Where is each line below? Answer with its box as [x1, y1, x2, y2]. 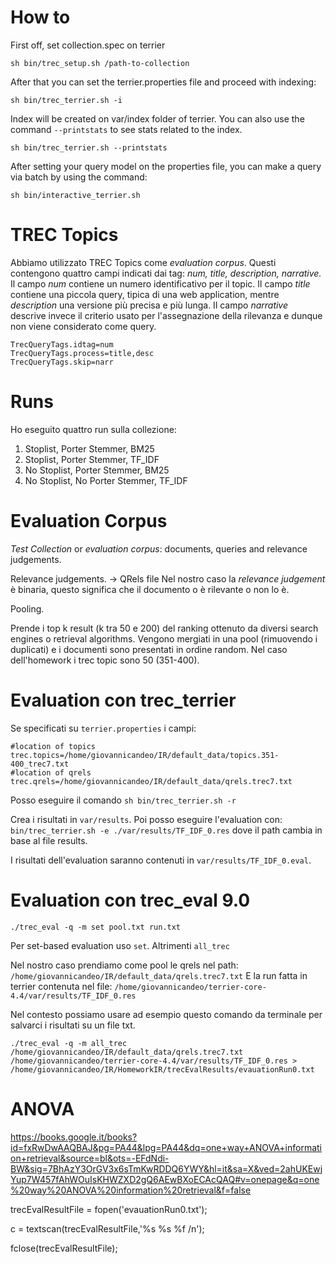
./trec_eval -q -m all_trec [10, 1038, 128, 1048]
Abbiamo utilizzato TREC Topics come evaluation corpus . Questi [10, 256, 277, 268]
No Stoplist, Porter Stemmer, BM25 [24, 464, 170, 476]
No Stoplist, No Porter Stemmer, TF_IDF [24, 474, 188, 486]
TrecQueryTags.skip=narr [10, 357, 114, 367]
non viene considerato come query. [10, 320, 157, 332]
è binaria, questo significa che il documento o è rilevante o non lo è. [10, 583, 290, 595]
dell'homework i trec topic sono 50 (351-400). [10, 654, 200, 666]
